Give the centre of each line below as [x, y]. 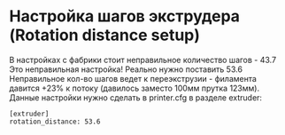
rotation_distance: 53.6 [55, 122]
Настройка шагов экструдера [125, 16]
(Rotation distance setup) [105, 35]
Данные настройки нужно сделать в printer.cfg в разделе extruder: [136, 97]
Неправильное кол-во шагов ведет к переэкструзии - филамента [133, 78]
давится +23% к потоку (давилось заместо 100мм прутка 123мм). [134, 88]
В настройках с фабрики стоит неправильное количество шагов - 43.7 [143, 60]
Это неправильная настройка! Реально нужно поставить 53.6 [126, 69]
